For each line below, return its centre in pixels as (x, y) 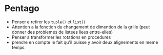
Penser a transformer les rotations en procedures (61, 37)
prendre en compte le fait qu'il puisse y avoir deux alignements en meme (85, 42)
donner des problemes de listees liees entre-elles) (62, 32)
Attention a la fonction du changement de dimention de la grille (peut (81, 27)
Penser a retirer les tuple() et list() (49, 22)
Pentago (22, 8)
